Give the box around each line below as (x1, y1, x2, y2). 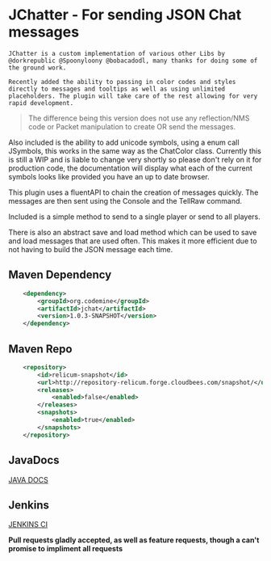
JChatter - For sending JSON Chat (8, 6, 242, 24)
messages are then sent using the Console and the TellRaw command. (8, 196, 243, 205)
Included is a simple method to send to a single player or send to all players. (8, 212, 261, 221)
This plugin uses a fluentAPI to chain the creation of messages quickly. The (8, 188, 259, 197)
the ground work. (8, 63, 67, 72)
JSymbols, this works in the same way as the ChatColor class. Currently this (8, 146, 262, 155)
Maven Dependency (8, 268, 112, 282)
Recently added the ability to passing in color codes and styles (8, 78, 236, 86)
